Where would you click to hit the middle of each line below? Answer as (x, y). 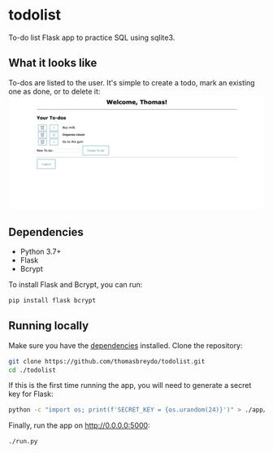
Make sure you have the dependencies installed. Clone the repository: (126, 345)
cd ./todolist (32, 370)
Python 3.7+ (41, 252)
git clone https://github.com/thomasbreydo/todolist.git (107, 361)
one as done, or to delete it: (54, 91)
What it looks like (53, 63)
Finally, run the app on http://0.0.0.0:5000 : (79, 425)
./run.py (23, 442)
